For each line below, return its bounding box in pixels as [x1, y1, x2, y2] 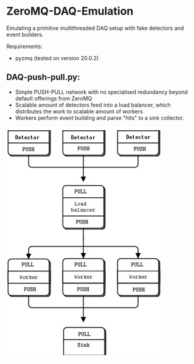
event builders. [6, 30, 44, 38]
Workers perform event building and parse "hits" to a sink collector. [15, 114, 184, 121]
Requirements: [6, 43, 43, 50]
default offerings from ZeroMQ [15, 94, 92, 102]
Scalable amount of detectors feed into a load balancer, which [15, 101, 171, 108]
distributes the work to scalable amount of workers [15, 108, 143, 115]
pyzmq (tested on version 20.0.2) [15, 54, 99, 61]
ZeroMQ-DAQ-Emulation [6, 4, 134, 18]
